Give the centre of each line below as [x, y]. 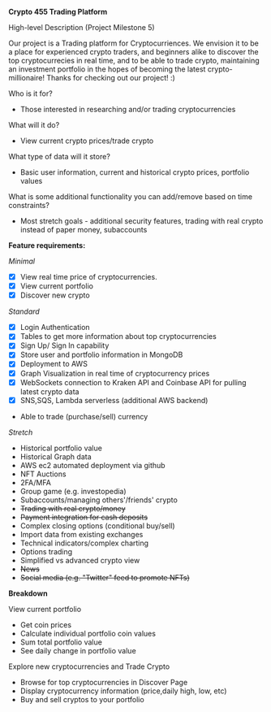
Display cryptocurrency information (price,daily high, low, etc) [123, 691]
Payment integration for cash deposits [84, 517]
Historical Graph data [56, 456]
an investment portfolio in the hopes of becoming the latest [107, 69]
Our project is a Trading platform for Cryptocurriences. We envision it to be [134, 43]
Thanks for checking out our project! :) [111, 78]
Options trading [46, 551]
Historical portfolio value [61, 448]
